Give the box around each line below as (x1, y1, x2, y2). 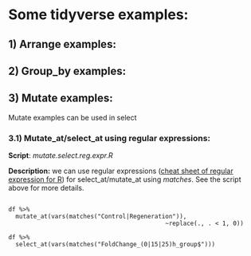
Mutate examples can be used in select (8, 112, 137, 122)
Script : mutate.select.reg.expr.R (8, 151, 113, 160)
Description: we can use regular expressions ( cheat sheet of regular (8, 166, 233, 176)
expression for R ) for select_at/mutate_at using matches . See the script (8, 175, 241, 184)
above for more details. (8, 183, 84, 193)
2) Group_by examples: (8, 64, 127, 77)
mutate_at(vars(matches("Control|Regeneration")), (15, 213, 187, 221)
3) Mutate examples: (8, 92, 113, 105)
